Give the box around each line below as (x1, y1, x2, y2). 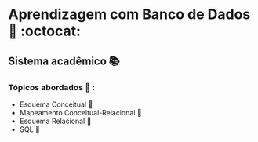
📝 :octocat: (8, 22, 81, 40)
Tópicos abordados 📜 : (8, 82, 96, 93)
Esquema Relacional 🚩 (19, 116, 92, 126)
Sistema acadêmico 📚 (8, 54, 120, 67)
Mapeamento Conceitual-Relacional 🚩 (19, 107, 143, 117)
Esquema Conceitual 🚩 (19, 100, 93, 109)
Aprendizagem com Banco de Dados (8, 5, 251, 24)
